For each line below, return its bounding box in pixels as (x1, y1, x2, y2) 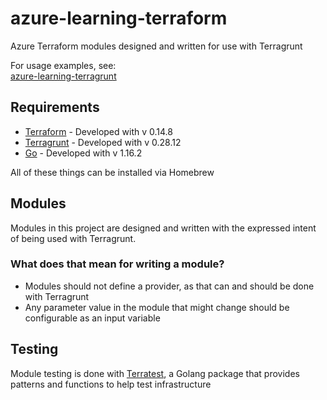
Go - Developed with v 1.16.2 (24, 147, 143, 159)
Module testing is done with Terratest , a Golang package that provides (10, 367, 300, 379)
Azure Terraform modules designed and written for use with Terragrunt (10, 40, 303, 52)
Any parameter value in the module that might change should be (24, 301, 290, 313)
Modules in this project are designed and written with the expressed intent (10, 222, 317, 234)
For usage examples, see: (10, 59, 117, 71)
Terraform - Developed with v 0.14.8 (24, 125, 173, 137)
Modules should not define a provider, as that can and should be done (24, 280, 315, 292)
